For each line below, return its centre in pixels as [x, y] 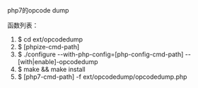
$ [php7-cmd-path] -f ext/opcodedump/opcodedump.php [102, 77]
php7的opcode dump [38, 10]
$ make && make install [52, 69]
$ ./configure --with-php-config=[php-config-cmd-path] [100, 54]
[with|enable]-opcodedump [58, 62]
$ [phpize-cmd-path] [48, 47]
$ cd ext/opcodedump [50, 39]
